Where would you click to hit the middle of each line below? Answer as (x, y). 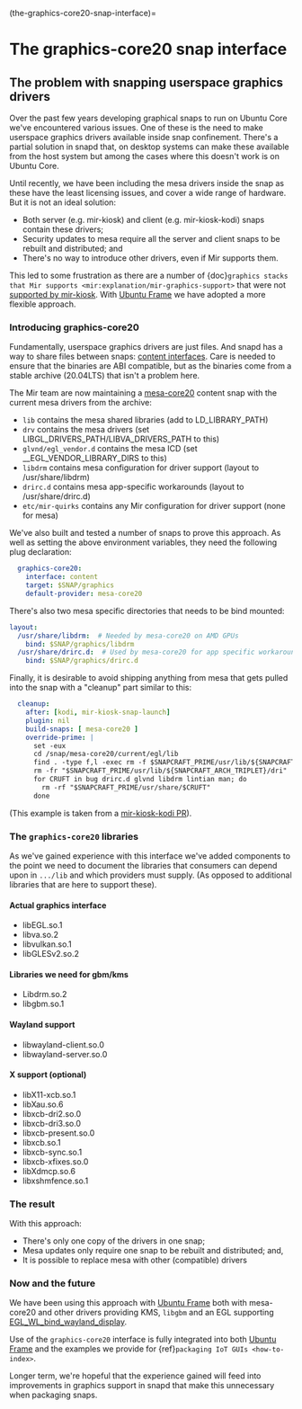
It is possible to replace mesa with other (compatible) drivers (134, 1260)
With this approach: (46, 1224)
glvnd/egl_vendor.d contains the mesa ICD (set (110, 449)
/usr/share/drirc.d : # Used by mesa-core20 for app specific (136, 652)
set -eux (49, 745)
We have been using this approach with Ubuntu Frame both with (128, 1303)
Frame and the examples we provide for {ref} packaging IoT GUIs (129, 1349)
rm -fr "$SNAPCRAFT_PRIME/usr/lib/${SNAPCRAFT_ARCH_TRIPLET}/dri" (160, 771)
